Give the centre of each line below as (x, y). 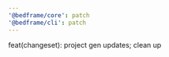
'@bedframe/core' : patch (49, 15)
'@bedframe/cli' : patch (47, 23)
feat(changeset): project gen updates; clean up (85, 45)
